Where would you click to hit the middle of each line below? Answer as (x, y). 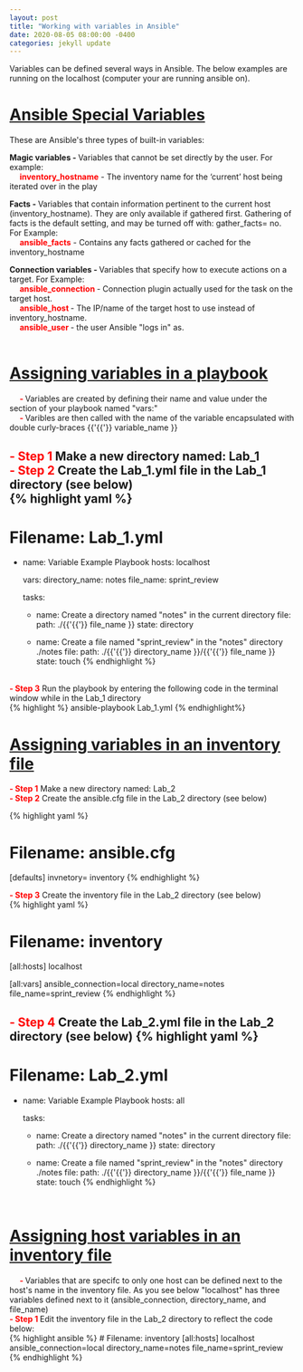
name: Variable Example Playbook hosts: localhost (116, 562)
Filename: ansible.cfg (93, 853)
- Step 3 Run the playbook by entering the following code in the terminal (144, 688)
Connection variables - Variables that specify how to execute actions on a (148, 270)
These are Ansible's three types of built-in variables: (107, 140)
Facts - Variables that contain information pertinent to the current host (140, 204)
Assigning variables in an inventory (145, 744)
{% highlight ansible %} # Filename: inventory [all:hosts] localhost (132, 1338)
